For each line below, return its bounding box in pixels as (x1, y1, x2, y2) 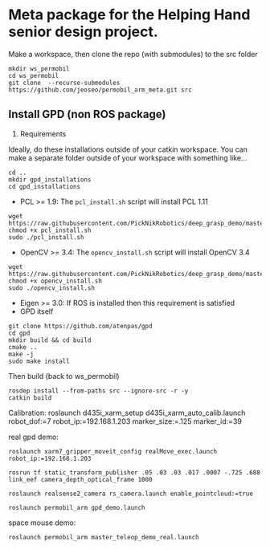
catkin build (8, 393, 52, 402)
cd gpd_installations (8, 182, 81, 190)
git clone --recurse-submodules (8, 79, 121, 87)
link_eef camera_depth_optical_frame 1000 (8, 475, 153, 483)
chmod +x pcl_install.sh (8, 226, 92, 234)
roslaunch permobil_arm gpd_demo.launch (8, 503, 146, 511)
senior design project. (8, 22, 158, 41)
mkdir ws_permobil (8, 64, 70, 73)
